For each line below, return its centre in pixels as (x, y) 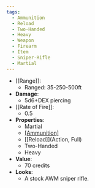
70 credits (37, 165)
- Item (20, 52)
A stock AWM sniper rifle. (56, 178)
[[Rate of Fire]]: (34, 107)
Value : (24, 159)
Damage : (27, 94)
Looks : (24, 171)
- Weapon (23, 40)
